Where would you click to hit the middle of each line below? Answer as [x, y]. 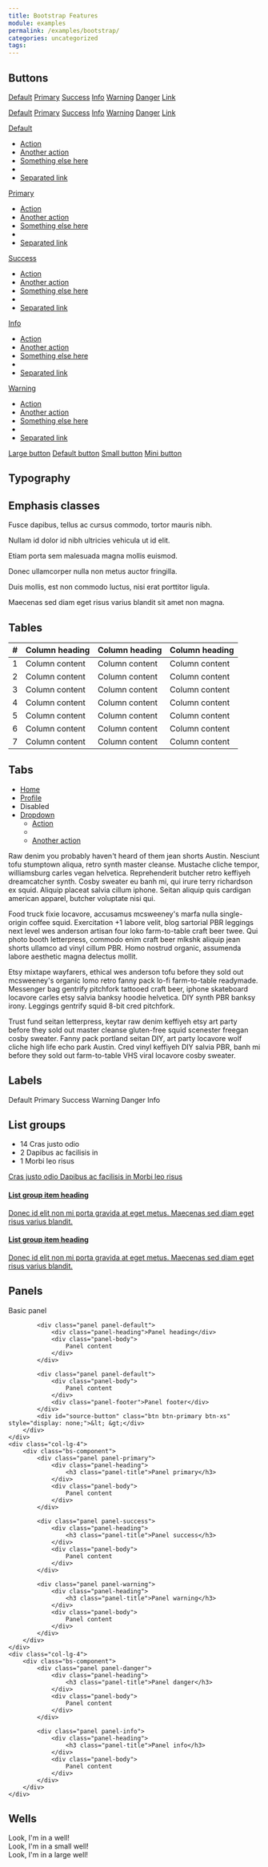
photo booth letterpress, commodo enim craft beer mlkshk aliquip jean [124, 939]
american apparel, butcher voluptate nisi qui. [82, 898]
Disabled [34, 806]
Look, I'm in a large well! [48, 1855]
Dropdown [37, 815]
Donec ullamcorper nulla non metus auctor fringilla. [93, 571]
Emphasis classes [54, 505]
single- [231, 914]
